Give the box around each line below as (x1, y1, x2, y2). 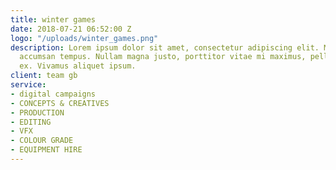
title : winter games (10, 14, 97, 25)
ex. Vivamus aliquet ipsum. (19, 61, 137, 71)
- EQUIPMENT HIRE (10, 145, 83, 155)
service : (10, 80, 47, 90)
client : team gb (10, 71, 78, 81)
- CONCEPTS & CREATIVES (10, 98, 110, 108)
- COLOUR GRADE (10, 136, 74, 146)
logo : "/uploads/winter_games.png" (10, 33, 159, 43)
